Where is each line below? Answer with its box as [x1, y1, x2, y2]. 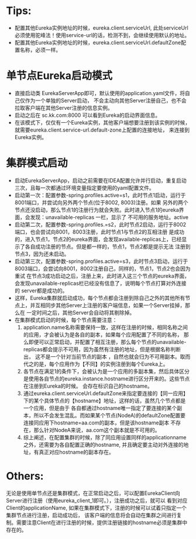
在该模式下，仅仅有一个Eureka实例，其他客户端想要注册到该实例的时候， [14, 119, 191, 126]
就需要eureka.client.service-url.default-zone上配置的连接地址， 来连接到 [14, 126, 190, 133]
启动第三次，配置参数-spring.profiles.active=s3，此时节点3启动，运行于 [14, 257, 188, 265]
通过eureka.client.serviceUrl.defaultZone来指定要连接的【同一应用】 [23, 389, 189, 397]
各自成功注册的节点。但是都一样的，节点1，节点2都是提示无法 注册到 [25, 242, 191, 250]
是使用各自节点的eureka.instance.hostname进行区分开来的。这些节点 [23, 375, 190, 382]
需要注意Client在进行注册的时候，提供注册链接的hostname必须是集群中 [16, 518, 188, 526]
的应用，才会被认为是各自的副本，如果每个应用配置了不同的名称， [23, 331, 183, 338]
